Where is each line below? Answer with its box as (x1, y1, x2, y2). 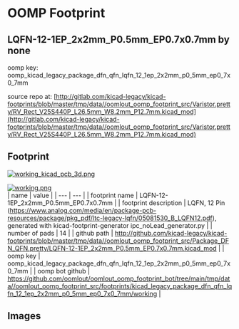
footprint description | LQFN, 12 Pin (121, 198, 225, 207)
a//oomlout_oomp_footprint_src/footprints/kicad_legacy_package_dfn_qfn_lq (7, 281, 233, 290)
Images (7, 310, 41, 322)
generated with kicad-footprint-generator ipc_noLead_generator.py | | (7, 221, 213, 229)
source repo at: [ (7, 93, 56, 100)
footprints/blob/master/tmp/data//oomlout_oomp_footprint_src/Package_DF (7, 236, 230, 245)
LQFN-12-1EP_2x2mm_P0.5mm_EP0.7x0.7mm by (7, 33, 230, 46)
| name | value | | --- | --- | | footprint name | (7, 191, 138, 199)
